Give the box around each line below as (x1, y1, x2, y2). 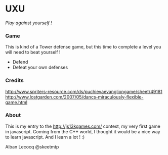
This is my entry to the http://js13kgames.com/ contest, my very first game (5, 123, 160, 129)
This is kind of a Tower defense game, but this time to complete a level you (5, 44, 161, 50)
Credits (5, 77, 24, 84)
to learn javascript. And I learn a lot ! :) (5, 134, 85, 140)
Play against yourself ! (5, 20, 52, 26)
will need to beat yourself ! (5, 49, 61, 56)
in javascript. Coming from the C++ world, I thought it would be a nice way (5, 128, 160, 134)
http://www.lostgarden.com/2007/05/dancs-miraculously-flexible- (5, 94, 144, 100)
